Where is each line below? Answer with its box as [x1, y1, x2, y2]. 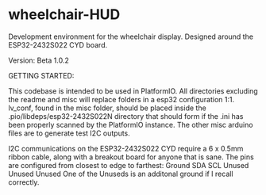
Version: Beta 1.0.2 [8, 55, 69, 65]
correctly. [8, 177, 40, 187]
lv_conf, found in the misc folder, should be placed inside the [8, 103, 206, 113]
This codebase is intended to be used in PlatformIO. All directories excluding [8, 86, 258, 96]
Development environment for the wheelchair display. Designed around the [8, 32, 254, 41]
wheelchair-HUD [8, 6, 121, 24]
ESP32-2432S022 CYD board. [8, 40, 108, 49]
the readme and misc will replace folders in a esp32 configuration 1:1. [8, 94, 235, 104]
